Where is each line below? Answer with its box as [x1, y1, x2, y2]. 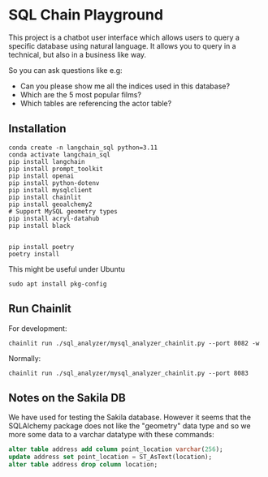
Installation [8, 122, 67, 135]
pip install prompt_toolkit [8, 165, 104, 173]
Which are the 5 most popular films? [19, 89, 142, 99]
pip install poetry [8, 243, 75, 251]
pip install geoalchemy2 [8, 200, 93, 208]
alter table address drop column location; [8, 461, 158, 469]
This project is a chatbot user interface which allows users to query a [8, 32, 240, 42]
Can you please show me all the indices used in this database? [19, 81, 230, 91]
